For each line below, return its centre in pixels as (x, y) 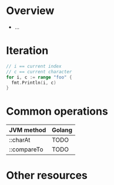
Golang (62, 130)
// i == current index (34, 66)
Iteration (27, 51)
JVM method (28, 130)
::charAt (20, 140)
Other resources (47, 175)
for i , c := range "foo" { (39, 77)
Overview (30, 11)
